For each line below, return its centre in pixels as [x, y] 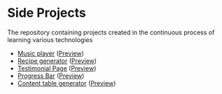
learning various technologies [50, 39]
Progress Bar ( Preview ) [51, 76]
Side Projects [47, 13]
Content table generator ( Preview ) [67, 83]
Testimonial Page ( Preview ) [57, 68]
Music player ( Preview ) [50, 53]
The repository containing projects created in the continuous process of [111, 32]
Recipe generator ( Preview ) [57, 60]
